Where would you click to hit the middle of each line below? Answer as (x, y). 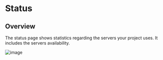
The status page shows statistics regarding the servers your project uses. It (81, 38)
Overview (20, 26)
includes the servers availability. (38, 43)
